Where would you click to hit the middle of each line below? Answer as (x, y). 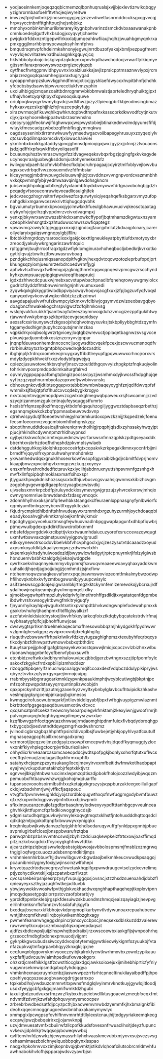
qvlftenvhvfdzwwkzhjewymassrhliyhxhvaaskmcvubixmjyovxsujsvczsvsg (83, 1036)
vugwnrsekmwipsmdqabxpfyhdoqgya (48, 967)
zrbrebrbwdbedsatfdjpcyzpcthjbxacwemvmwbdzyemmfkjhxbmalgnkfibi (83, 1004)
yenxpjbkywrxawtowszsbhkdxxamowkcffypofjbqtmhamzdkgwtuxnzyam (83, 217)
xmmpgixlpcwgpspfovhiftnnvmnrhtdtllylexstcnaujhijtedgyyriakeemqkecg (83, 1015)
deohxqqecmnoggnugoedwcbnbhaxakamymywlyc (61, 1009)
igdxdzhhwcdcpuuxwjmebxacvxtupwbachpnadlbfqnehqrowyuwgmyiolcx (84, 280)
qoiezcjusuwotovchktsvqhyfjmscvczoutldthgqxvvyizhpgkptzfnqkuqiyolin (83, 364)
